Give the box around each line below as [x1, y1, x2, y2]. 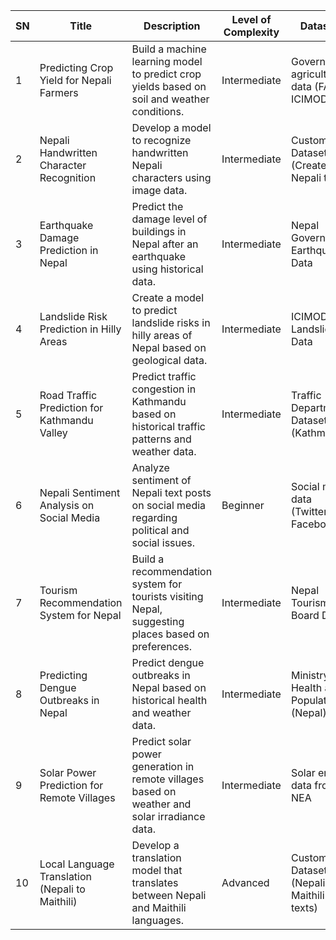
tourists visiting [131, 590, 204, 603]
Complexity [223, 25, 280, 39]
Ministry [290, 669, 330, 682]
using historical [131, 262, 204, 276]
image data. [131, 184, 188, 197]
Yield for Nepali [39, 74, 112, 87]
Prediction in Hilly [39, 322, 122, 336]
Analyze [131, 461, 170, 474]
